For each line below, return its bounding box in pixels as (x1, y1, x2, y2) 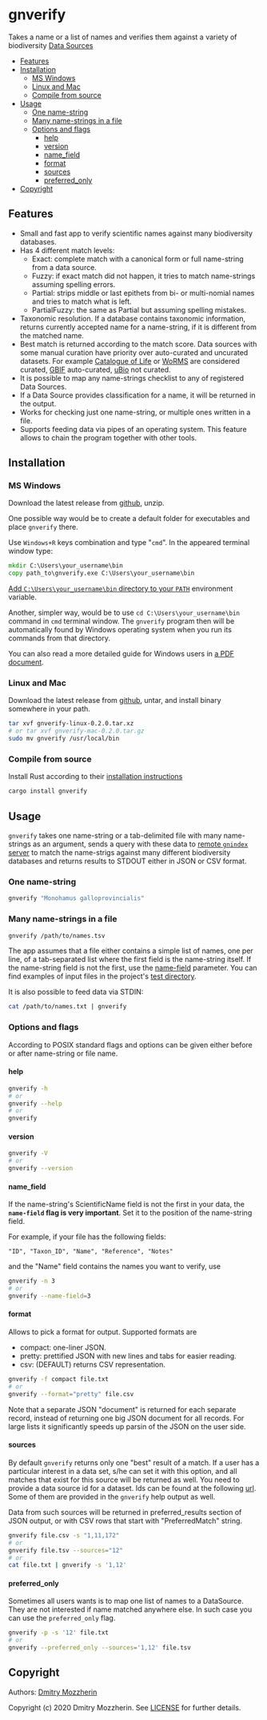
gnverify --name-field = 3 (8, 1292, 91, 1300)
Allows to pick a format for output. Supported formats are (8, 1327, 197, 1337)
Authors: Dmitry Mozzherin (8, 1687, 98, 1697)
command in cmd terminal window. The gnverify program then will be (8, 616, 235, 626)
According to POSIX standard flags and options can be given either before (8, 1040, 253, 1049)
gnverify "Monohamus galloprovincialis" (8, 894, 145, 902)
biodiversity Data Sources (8, 40, 94, 50)
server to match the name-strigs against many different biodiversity (8, 848, 231, 858)
